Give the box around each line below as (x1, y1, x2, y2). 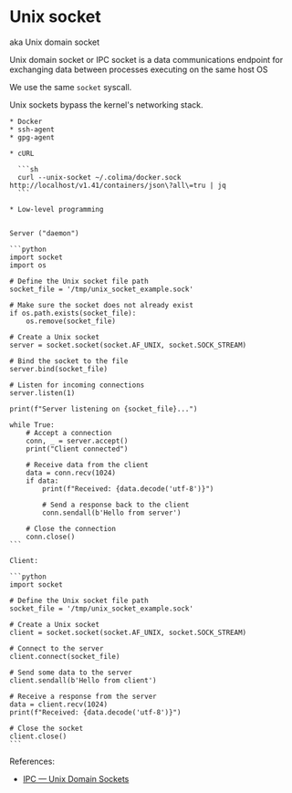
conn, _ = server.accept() (26, 436, 129, 445)
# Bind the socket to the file (9, 356, 129, 366)
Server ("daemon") (9, 228, 79, 238)
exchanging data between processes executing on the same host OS (9, 64, 268, 75)
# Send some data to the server (9, 668, 132, 677)
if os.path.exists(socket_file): (9, 308, 137, 318)
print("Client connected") (26, 444, 129, 454)
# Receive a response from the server (9, 692, 157, 701)
